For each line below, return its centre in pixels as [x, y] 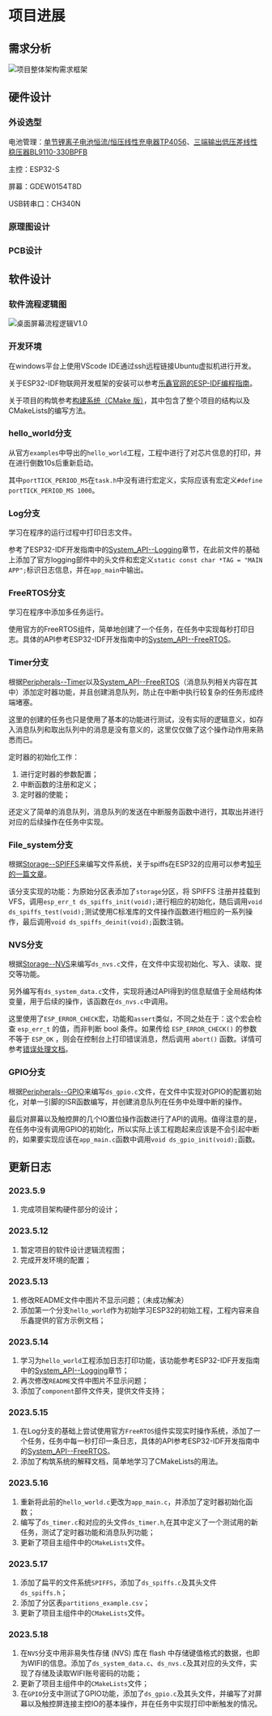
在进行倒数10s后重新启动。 [53, 462]
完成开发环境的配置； [55, 1260]
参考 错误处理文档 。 [40, 1049]
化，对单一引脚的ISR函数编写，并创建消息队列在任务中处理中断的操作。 [127, 1101]
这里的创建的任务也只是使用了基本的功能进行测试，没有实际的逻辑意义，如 [132, 719]
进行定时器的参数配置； [59, 774]
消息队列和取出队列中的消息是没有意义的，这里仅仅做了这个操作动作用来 [136, 729]
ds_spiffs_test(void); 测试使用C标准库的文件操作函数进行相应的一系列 [127, 912]
